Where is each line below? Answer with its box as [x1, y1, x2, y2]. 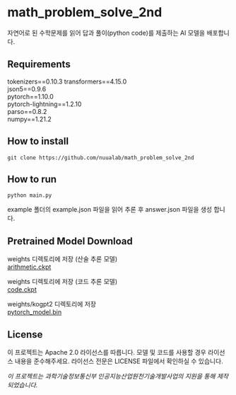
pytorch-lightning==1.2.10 [7, 100, 82, 108]
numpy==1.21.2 [7, 115, 52, 123]
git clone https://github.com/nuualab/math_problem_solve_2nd [7, 154, 194, 161]
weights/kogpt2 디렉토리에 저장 [7, 300, 97, 309]
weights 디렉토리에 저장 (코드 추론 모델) [7, 277, 118, 286]
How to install [7, 135, 69, 147]
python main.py [7, 192, 52, 199]
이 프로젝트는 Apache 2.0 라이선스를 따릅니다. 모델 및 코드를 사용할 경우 [7, 348, 207, 356]
